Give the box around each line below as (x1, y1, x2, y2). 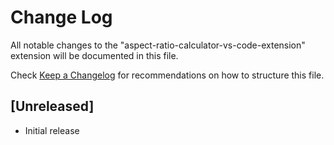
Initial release (24, 124, 80, 136)
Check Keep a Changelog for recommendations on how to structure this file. (10, 69, 325, 81)
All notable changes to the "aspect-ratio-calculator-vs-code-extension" (10, 39, 306, 51)
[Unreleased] (10, 98, 95, 115)
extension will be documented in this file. (10, 49, 179, 61)
